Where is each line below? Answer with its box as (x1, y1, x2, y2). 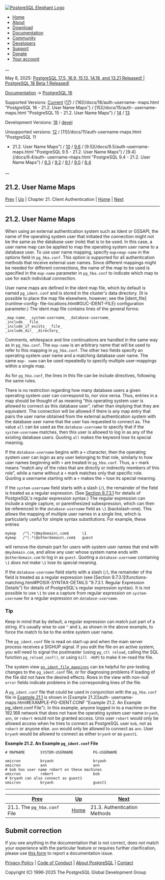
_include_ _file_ (5, 319, 41, 324)
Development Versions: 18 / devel (5, 120, 73, 125)
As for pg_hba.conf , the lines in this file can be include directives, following (5, 372, 156, 378)
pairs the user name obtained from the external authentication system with (5, 413, 156, 419)
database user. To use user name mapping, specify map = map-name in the (5, 249, 150, 255)
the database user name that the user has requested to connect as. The (5, 418, 151, 424)
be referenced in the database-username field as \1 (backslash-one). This (5, 505, 152, 511)
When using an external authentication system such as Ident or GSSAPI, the (5, 228, 159, 234)
